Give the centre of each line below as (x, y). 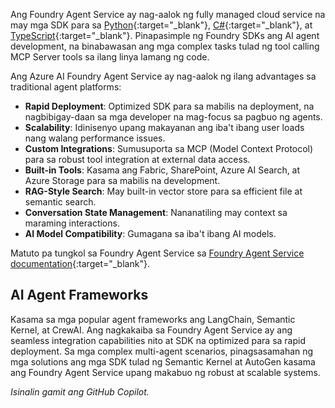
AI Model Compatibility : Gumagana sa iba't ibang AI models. (150, 233)
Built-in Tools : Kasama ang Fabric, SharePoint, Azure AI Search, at (162, 170)
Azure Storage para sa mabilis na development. (122, 180)
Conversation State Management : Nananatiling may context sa (156, 212)
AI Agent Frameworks (79, 295)
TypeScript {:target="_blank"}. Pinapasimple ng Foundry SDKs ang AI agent (165, 35)
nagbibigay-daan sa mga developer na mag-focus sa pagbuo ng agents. (173, 117)
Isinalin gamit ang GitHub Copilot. (80, 391)
